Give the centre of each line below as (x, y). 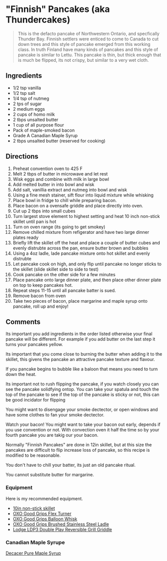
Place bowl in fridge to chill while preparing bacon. (65, 200)
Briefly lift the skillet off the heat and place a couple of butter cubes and (86, 242)
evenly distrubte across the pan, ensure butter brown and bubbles (81, 248)
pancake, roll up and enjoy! (41, 306)
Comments (23, 322)
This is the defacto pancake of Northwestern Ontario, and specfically (88, 33)
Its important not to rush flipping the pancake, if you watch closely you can (82, 384)
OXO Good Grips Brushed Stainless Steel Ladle (61, 524)
